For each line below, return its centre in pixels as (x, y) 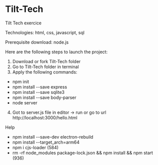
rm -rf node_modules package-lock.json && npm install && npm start (82, 153)
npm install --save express (39, 87)
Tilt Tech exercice (23, 23)
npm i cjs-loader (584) (35, 147)
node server (25, 102)
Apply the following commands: (45, 72)
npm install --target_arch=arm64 (46, 142)
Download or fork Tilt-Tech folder (46, 61)
